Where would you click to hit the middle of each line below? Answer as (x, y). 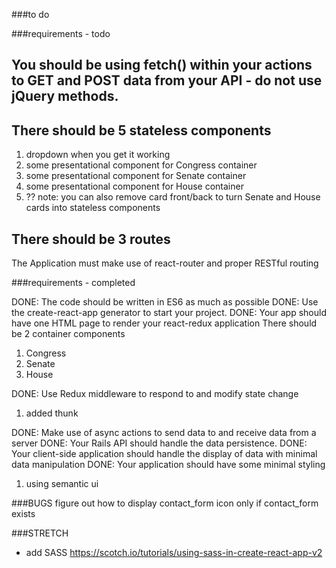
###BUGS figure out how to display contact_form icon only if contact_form (165, 503)
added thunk (52, 413)
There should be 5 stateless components (141, 130)
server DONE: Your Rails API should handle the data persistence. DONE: (159, 443)
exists (23, 514)
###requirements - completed (73, 283)
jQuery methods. (65, 96)
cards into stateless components (93, 208)
